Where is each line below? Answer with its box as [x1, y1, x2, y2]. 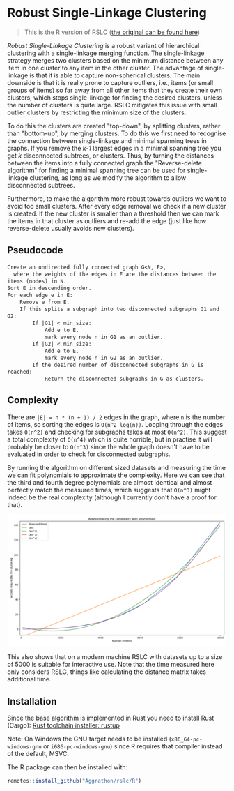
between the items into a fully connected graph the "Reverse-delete [7, 158, 202, 167]
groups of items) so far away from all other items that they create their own [7, 86, 223, 94]
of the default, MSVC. [7, 750, 70, 758]
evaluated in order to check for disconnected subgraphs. [7, 450, 171, 458]
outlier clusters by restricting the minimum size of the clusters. [7, 108, 187, 116]
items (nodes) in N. [7, 278, 68, 285]
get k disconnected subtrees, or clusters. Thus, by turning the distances [7, 151, 214, 160]
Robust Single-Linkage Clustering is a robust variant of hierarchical [7, 41, 200, 50]
